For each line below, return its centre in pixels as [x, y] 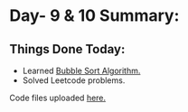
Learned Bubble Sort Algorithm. [81, 70]
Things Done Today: [67, 49]
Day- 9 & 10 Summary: [94, 16]
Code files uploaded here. [58, 98]
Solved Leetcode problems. [74, 80]
